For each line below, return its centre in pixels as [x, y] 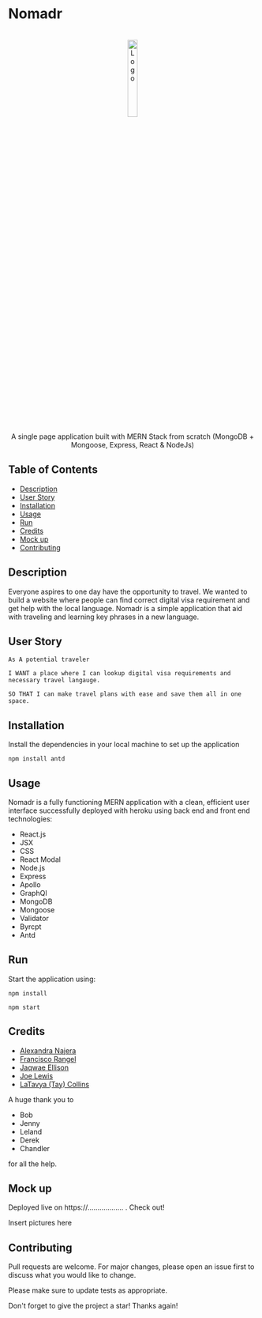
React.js [33, 834]
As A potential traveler [49, 660]
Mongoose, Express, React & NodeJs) [133, 444]
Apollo [30, 885]
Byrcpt [30, 927]
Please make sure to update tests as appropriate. [88, 1290]
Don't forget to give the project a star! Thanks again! [93, 1306]
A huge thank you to [41, 1099]
